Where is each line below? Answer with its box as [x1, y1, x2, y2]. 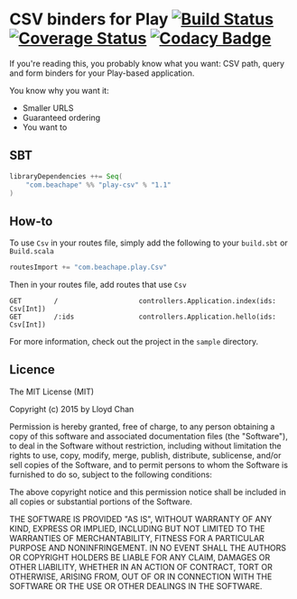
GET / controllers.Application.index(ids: [9, 297, 277, 306]
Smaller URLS [22, 102, 74, 113]
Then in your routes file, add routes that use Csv [9, 280, 187, 290]
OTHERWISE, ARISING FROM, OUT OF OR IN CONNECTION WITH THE [9, 571, 273, 582]
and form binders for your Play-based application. [9, 68, 195, 78]
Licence [9, 362, 56, 378]
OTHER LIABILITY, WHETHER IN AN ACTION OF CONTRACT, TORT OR [9, 561, 273, 572]
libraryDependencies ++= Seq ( [9, 171, 124, 180]
